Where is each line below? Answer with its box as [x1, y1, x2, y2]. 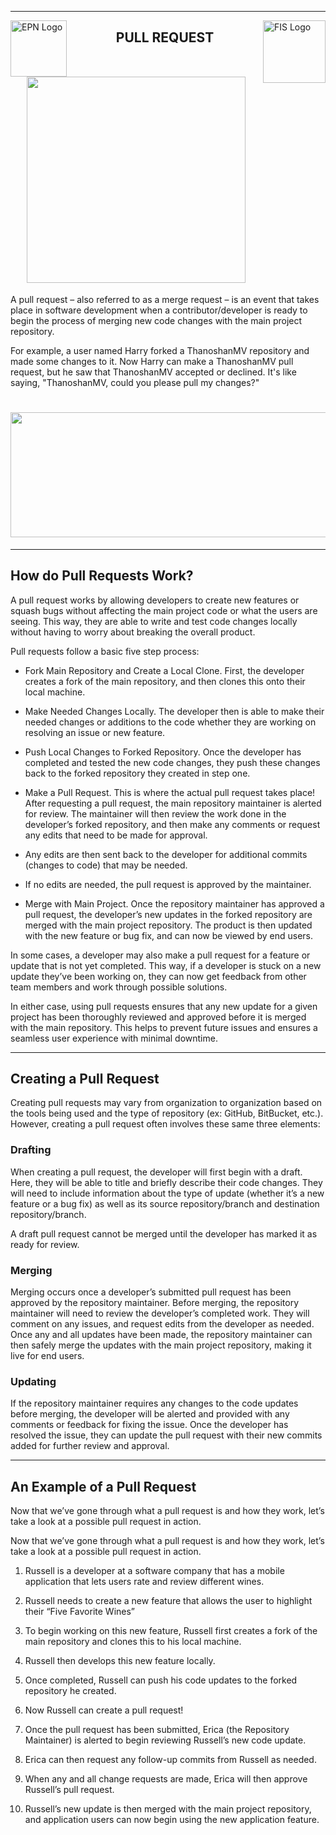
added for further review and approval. [10, 1440, 170, 1452]
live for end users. [10, 1349, 85, 1361]
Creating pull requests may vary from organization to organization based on [10, 1097, 323, 1109]
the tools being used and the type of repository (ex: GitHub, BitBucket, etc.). [10, 1107, 324, 1120]
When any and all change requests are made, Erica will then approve [24, 1773, 308, 1785]
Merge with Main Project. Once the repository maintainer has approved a [24, 897, 325, 910]
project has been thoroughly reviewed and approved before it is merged [10, 1011, 307, 1023]
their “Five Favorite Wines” [24, 1606, 136, 1618]
